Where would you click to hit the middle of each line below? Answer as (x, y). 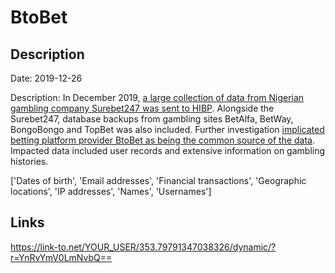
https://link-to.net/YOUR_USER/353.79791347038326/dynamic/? (143, 247)
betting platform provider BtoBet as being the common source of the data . (163, 140)
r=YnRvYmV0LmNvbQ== (61, 257)
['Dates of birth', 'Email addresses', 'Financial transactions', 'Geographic (158, 180)
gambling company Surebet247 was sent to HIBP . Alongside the (142, 108)
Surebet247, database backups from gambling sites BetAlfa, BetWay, (152, 119)
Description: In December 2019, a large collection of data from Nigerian (157, 97)
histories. (29, 161)
